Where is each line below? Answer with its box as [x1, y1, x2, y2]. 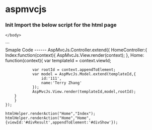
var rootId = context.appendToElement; [32, 67, 116, 72]
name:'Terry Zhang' [41, 80, 82, 86]
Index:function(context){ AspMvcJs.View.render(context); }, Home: [5, 52, 144, 58]
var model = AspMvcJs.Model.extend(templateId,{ [32, 72, 136, 77]
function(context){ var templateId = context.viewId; [5, 58, 112, 64]
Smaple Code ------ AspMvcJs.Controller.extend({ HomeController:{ [5, 47, 147, 53]
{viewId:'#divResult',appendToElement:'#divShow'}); [5, 120, 118, 125]
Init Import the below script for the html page [5, 22, 117, 29]
